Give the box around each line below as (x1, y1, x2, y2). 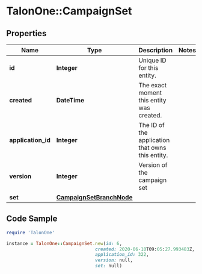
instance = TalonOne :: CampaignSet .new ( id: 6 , (6, 240, 122, 246)
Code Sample (6, 214, 58, 224)
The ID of (138, 121, 165, 129)
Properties (6, 28, 47, 39)
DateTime (56, 96, 85, 104)
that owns (138, 143, 167, 152)
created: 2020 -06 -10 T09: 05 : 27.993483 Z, (95, 246, 195, 252)
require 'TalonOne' (6, 229, 55, 235)
